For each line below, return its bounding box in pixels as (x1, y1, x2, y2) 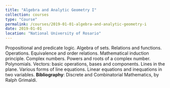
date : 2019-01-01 (5, 26, 42, 31)
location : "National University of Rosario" (5, 31, 101, 36)
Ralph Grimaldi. (5, 77, 37, 83)
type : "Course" (5, 17, 38, 22)
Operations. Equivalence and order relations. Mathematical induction (5, 50, 149, 56)
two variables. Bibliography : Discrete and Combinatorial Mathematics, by (5, 72, 159, 77)
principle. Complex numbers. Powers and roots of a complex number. (5, 56, 151, 61)
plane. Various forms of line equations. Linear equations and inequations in (5, 66, 162, 72)
